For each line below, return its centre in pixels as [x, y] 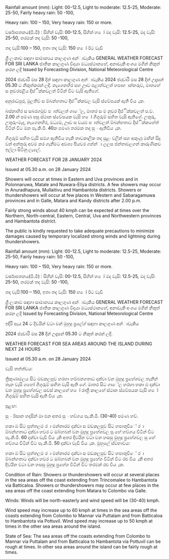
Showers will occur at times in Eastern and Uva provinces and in [72, 179]
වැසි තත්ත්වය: [19, 369]
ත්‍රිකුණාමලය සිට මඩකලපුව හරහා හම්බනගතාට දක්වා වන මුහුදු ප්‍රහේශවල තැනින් [81, 379]
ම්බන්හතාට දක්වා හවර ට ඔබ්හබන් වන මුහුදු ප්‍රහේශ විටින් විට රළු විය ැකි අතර [79, 459]
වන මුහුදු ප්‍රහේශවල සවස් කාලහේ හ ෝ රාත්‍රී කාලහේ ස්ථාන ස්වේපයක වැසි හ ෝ [82, 390]
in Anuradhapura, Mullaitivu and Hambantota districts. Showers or [73, 190]
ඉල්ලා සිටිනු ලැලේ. [23, 149]
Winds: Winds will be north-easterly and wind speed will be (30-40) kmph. [82, 500]
